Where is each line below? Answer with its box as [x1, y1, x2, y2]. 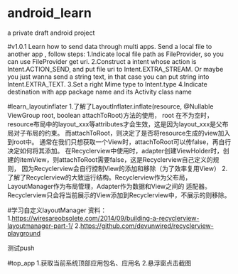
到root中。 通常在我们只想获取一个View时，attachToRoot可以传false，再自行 [7, 137, 232, 146]
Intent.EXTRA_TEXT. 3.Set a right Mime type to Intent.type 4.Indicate [7, 80, 207, 88]
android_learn [7, 5, 92, 21]
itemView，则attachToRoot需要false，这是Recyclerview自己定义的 [19, 155, 213, 164]
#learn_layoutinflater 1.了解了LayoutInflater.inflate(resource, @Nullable [7, 102, 214, 111]
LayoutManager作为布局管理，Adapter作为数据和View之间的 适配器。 [7, 182, 211, 190]
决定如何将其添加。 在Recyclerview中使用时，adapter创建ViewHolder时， [7, 146, 224, 155]
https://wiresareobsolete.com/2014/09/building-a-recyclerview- [11, 214, 200, 222]
